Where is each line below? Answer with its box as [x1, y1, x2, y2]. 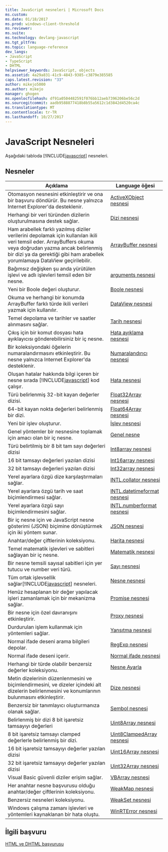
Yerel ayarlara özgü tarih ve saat [7, 487, 83, 494]
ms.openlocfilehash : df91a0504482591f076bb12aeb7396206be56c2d [5, 96, 140, 101]
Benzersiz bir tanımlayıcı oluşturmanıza [7, 702, 100, 709]
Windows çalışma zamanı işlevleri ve [7, 804, 94, 811]
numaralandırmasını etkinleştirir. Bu [7, 349, 91, 356]
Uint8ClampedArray [110, 730, 157, 737]
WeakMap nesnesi [110, 785, 154, 792]
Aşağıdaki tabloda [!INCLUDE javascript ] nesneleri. [5, 152, 108, 158]
